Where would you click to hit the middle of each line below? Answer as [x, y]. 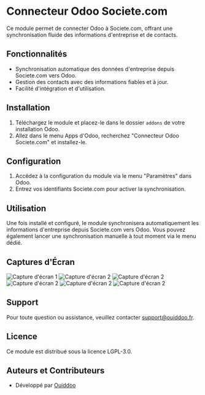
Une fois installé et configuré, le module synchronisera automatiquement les [103, 223]
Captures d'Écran [41, 262]
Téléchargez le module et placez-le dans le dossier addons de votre [100, 122]
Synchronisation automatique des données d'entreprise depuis [95, 69]
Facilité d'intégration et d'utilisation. [60, 88]
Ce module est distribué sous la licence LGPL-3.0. [69, 351]
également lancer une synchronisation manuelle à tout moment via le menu [101, 236]
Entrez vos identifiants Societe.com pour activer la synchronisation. [100, 189]
